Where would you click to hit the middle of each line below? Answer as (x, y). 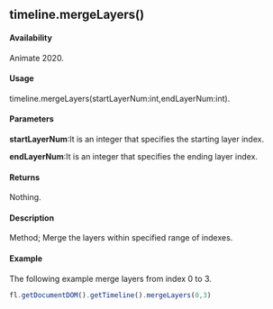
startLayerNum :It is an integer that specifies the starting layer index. (136, 139)
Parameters (32, 119)
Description (32, 218)
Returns (25, 177)
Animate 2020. (37, 58)
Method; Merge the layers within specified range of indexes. (121, 238)
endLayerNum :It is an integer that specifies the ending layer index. (134, 156)
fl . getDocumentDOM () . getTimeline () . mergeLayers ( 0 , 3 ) (110, 295)
